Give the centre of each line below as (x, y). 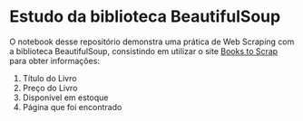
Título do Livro (49, 78)
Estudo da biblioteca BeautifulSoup (145, 17)
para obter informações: (54, 60)
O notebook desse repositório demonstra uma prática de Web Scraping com (152, 42)
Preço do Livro (50, 88)
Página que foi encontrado (72, 107)
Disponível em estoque (65, 98)
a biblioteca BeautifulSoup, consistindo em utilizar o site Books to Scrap (144, 51)
